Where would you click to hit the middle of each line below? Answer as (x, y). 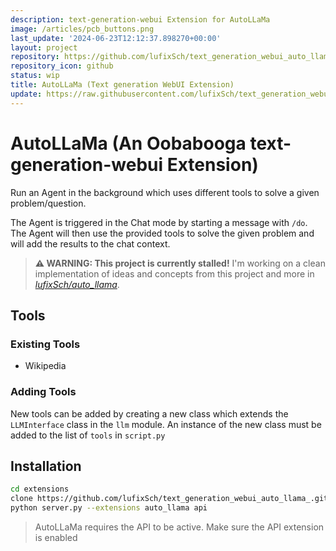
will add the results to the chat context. (90, 243)
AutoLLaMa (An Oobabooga (128, 143)
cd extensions (40, 489)
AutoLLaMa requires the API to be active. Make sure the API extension (179, 527)
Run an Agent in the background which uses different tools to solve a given (165, 192)
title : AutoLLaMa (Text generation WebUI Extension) (122, 85)
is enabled (56, 537)
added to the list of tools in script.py (88, 435)
